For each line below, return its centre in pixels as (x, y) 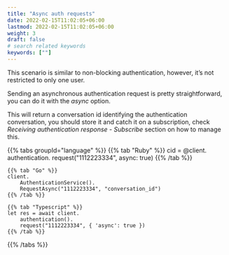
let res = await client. (43, 213)
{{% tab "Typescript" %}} (45, 207)
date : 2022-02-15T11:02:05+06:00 (56, 20)
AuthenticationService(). (58, 182)
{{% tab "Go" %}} (33, 170)
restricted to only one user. (46, 80)
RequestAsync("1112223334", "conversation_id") (90, 189)
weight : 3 (22, 33)
